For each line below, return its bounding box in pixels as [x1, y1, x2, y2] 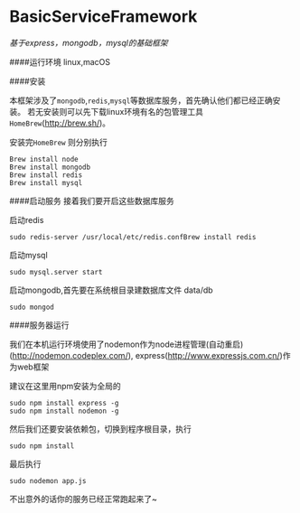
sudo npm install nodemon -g [9, 406, 119, 415]
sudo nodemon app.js [9, 476, 88, 485]
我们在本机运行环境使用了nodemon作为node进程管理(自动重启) [9, 339, 244, 350]
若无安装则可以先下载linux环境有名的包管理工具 [26, 106, 203, 117]
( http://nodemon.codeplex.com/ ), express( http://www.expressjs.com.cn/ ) [9, 350, 283, 360]
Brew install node [9, 154, 79, 163]
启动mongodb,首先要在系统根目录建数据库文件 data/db [9, 284, 214, 295]
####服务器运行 [9, 319, 70, 331]
